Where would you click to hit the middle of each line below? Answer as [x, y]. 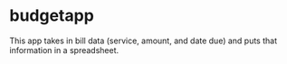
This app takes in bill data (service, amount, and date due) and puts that [143, 41]
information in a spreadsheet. [64, 50]
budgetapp [52, 16]
